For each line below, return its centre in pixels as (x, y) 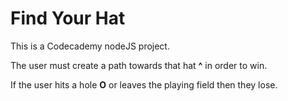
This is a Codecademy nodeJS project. (90, 46)
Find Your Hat (68, 18)
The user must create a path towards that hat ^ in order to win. (139, 65)
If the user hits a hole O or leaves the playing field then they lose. (144, 84)
